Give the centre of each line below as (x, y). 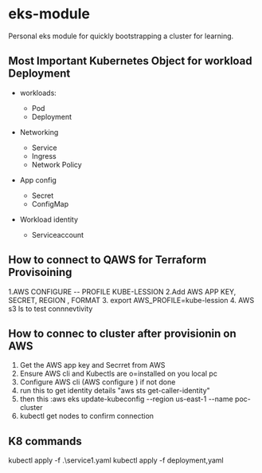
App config (38, 179)
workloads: (38, 93)
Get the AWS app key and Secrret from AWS (92, 365)
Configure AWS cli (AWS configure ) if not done (98, 382)
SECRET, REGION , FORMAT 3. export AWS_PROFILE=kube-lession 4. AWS (131, 300)
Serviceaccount (58, 235)
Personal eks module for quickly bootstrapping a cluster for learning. (121, 36)
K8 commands (45, 441)
